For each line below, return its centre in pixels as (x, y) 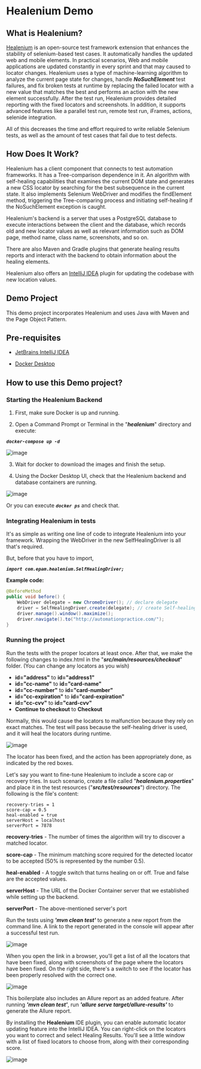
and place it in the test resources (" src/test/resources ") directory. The (93, 787)
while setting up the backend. (43, 897)
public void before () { (36, 597)
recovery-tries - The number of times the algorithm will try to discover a (96, 836)
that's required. (25, 547)
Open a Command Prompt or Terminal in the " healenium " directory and (103, 424)
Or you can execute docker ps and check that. (63, 505)
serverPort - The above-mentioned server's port (67, 908)
